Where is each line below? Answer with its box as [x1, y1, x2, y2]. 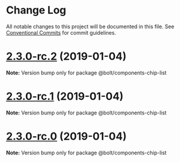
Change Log [6, 4, 66, 17]
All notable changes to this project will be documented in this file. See [6, 23, 175, 30]
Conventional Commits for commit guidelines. [6, 29, 116, 36]
